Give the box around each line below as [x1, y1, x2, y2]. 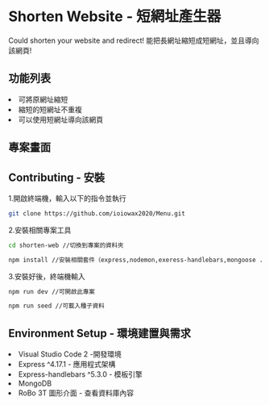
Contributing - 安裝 [8, 170, 106, 184]
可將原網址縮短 [19, 94, 68, 104]
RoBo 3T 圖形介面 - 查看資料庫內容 [19, 388, 134, 398]
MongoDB [19, 378, 52, 388]
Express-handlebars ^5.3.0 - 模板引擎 [19, 370, 143, 379]
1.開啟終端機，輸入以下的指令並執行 [8, 193, 126, 202]
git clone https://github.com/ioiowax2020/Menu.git [8, 209, 185, 218]
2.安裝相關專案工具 [8, 225, 72, 235]
